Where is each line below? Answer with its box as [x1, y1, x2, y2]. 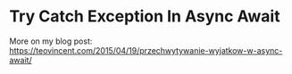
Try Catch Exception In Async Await [9, 6, 280, 27]
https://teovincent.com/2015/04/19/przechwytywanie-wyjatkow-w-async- [9, 45, 283, 55]
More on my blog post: [9, 36, 93, 46]
